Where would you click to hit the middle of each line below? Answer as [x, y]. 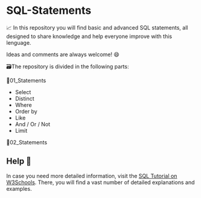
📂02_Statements [27, 142]
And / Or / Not [32, 124]
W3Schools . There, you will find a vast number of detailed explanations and [100, 182]
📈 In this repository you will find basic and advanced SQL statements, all [97, 27]
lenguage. [19, 42]
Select [23, 92]
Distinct [25, 98]
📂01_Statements [26, 80]
